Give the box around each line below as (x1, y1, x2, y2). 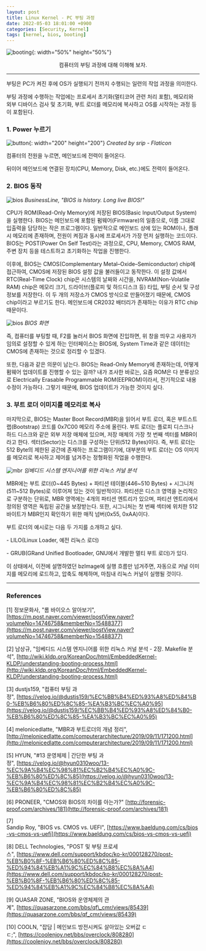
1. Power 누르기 (6, 125, 51, 134)
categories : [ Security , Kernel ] (6, 26, 89, 32)
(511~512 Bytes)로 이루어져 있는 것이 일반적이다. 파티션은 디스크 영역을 (6, 488, 177, 495)
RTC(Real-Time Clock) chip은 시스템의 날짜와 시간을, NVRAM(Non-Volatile (6, 275, 190, 282)
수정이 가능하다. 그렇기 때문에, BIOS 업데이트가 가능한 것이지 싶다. (6, 384, 164, 391)
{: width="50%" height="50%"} (31, 48, 112, 56)
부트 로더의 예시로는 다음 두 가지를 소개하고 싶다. (6, 523, 123, 531)
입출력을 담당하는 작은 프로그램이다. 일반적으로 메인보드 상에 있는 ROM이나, (6, 224, 188, 232)
